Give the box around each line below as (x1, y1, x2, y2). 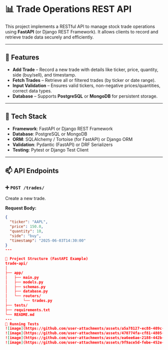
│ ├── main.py (5, 275, 39, 280)
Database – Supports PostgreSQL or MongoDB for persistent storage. (12, 93, 158, 99)
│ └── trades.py (5, 298, 52, 303)
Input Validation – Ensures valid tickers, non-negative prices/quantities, (12, 82, 161, 88)
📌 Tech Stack (5, 112, 47, 121)
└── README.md (5, 312, 35, 317)
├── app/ (5, 270, 23, 275)
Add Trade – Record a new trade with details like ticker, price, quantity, (12, 66, 158, 72)
